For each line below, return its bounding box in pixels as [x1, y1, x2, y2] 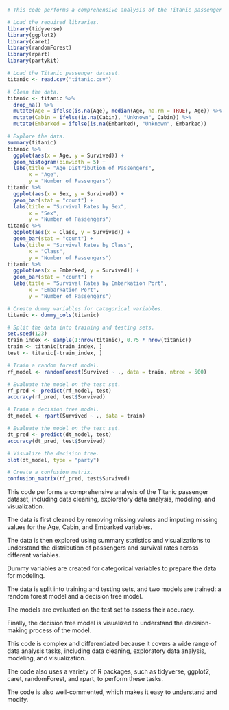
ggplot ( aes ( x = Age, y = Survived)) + [13, 152, 125, 159]
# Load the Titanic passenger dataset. [7, 69, 121, 76]
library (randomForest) [7, 45, 72, 52]
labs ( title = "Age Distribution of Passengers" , [13, 165, 155, 172]
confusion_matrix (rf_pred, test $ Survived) [7, 475, 130, 482]
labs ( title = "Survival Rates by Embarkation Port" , [13, 280, 167, 287]
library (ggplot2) [7, 32, 57, 39]
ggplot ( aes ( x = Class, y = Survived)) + [13, 229, 130, 236]
